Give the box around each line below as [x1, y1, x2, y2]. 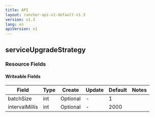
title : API [5, 7, 29, 13]
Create [62, 86, 79, 93]
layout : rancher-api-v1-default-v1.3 [5, 12, 86, 17]
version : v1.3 [5, 17, 36, 22]
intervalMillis [8, 103, 38, 110]
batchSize [8, 95, 32, 102]
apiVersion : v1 [5, 27, 38, 32]
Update [86, 86, 104, 93]
